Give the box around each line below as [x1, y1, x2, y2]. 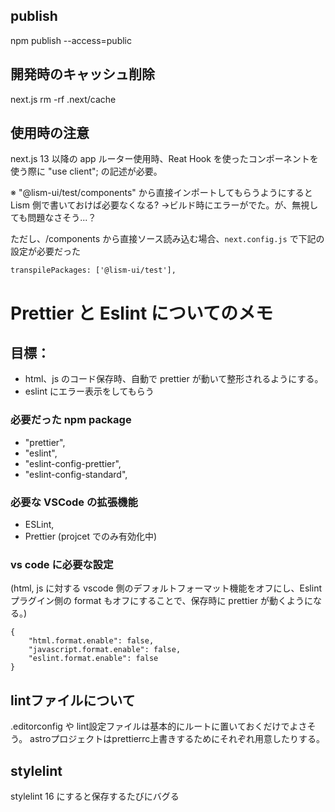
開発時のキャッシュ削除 [10, 66, 155, 83]
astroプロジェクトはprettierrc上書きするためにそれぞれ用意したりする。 [29, 733, 326, 745]
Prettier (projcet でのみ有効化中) [24, 530, 158, 543]
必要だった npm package [10, 413, 132, 427]
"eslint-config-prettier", [24, 457, 122, 469]
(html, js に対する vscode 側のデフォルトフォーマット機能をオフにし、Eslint [10, 582, 323, 594]
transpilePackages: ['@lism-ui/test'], [10, 265, 177, 276]
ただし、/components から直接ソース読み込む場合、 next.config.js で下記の [10, 233, 325, 245]
